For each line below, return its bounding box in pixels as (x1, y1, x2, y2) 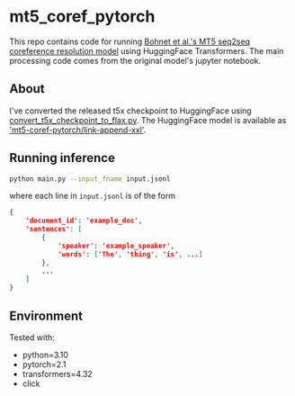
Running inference (9, 150, 115, 166)
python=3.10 (22, 349, 69, 360)
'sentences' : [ (25, 225, 83, 234)
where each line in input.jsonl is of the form (9, 191, 175, 202)
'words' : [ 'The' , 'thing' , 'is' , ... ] (57, 249, 203, 258)
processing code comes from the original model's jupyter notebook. (9, 55, 262, 66)
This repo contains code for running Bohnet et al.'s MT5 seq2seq (9, 36, 250, 47)
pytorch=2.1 (22, 359, 67, 370)
